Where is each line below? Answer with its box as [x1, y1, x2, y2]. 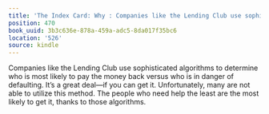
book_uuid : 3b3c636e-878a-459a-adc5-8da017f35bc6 [8, 26, 178, 34]
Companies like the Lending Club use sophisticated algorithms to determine [8, 63, 259, 73]
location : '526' [8, 33, 62, 42]
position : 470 [8, 19, 56, 27]
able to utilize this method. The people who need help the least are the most [8, 88, 259, 98]
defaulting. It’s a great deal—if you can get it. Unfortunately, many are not [8, 81, 251, 90]
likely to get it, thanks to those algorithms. [8, 97, 147, 107]
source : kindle [8, 41, 59, 49]
